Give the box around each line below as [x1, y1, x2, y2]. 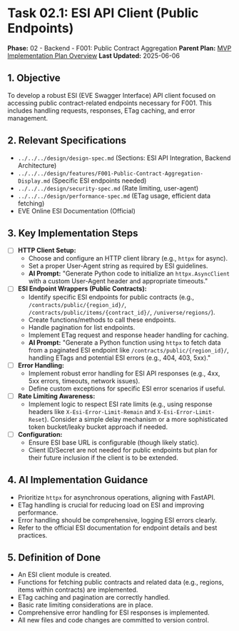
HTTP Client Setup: [17, 246, 76, 255]
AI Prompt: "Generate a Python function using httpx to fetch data [28, 338, 221, 347]
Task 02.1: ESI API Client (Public [7, 5, 199, 21]
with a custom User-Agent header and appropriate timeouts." [28, 277, 208, 286]
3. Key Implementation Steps [7, 227, 138, 239]
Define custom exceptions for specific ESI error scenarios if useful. [28, 384, 226, 393]
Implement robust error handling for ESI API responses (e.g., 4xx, [28, 369, 220, 378]
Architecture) [17, 161, 57, 169]
